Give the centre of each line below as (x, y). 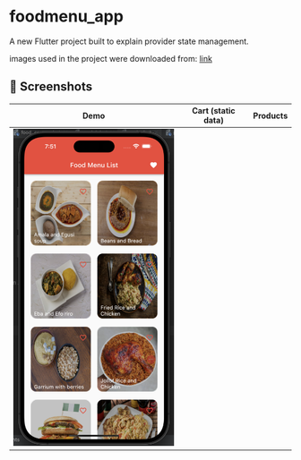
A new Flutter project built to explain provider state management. (129, 41)
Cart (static (214, 111)
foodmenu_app (66, 17)
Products (271, 115)
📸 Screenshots (51, 87)
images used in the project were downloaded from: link (111, 58)
